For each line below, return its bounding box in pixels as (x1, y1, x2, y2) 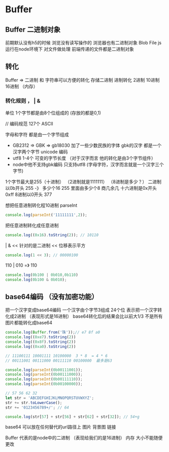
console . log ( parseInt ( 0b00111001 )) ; (5, 367, 83, 372)
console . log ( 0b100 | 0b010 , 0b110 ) (5, 272, 79, 278)
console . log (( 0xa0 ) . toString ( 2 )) (5, 344, 76, 349)
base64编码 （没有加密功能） (5, 292, 98, 301)
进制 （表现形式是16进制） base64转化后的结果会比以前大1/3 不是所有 (17, 313, 163, 319)
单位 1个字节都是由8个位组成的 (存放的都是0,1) (5, 110, 102, 116)
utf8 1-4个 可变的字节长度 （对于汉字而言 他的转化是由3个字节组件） (12, 155, 156, 161)
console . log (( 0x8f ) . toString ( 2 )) (5, 339, 76, 345)
